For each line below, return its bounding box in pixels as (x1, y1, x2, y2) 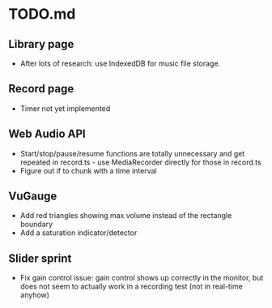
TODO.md (8, 5, 76, 24)
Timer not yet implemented (19, 103, 111, 113)
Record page (8, 82, 74, 96)
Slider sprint (8, 251, 72, 265)
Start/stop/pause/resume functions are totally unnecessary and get (19, 148, 245, 158)
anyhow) (19, 290, 50, 300)
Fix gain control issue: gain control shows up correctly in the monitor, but (19, 273, 264, 283)
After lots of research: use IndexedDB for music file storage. (19, 58, 221, 68)
